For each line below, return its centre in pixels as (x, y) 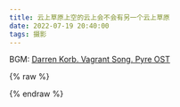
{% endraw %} (37, 94)
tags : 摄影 (28, 34)
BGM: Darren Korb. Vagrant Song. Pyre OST (90, 60)
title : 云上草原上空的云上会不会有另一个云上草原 (90, 17)
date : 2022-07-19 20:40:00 (59, 26)
